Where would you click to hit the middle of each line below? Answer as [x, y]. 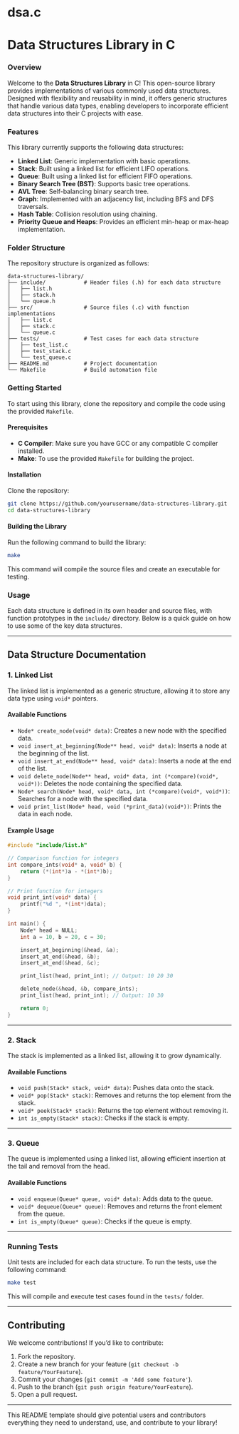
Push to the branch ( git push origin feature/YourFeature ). [105, 1387]
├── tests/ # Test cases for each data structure [103, 339]
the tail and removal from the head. [59, 1166]
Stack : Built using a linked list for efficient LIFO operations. [103, 168]
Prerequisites [28, 427]
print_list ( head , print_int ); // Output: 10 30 [92, 996]
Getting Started [34, 388]
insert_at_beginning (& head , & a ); [70, 950]
